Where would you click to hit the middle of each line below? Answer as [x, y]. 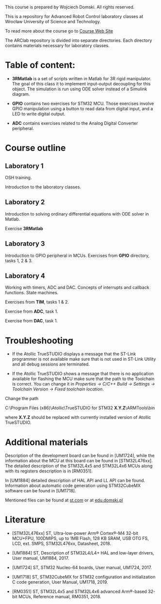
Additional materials [47, 442]
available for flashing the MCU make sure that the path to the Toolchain [83, 379]
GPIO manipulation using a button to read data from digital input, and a [82, 108]
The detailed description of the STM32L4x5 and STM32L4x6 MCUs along [79, 466]
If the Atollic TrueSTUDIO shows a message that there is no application [83, 374]
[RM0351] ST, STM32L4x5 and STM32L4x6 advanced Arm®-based [79, 591]
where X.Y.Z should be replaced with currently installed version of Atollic [78, 418]
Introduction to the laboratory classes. [43, 187]
